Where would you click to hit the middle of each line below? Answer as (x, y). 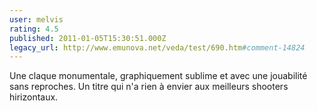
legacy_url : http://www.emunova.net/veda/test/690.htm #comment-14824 (157, 47)
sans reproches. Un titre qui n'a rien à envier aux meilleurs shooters (149, 87)
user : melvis (36, 19)
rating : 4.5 (34, 29)
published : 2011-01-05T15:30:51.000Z (88, 38)
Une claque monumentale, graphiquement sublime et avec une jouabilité (158, 76)
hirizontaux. (34, 97)
